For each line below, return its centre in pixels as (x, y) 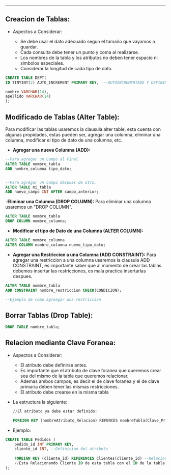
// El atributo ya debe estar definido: (55, 411)
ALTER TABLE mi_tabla (28, 187)
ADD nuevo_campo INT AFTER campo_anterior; (52, 192)
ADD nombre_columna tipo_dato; (38, 169)
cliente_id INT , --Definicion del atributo (61, 449)
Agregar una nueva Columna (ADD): (51, 150)
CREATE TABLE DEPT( (26, 78)
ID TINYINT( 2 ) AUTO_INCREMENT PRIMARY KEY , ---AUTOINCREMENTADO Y (77, 82)
